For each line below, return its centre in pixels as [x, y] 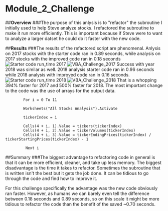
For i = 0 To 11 [40, 100]
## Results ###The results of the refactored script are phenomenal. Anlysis [83, 48]
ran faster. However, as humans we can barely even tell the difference [77, 193]
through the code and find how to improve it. [51, 178]
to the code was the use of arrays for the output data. [61, 90]
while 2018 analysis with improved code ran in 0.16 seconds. [67, 74]
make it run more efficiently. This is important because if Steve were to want [84, 33]
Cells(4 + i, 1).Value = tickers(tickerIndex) [73, 126]
